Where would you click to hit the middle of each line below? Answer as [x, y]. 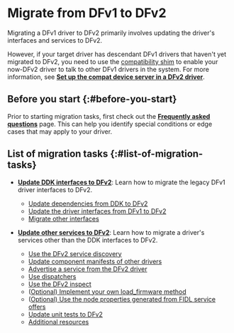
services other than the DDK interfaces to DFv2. [88, 240]
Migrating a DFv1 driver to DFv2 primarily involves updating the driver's [111, 33]
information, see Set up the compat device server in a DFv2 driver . [106, 77]
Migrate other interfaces [63, 218]
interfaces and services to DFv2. [55, 40]
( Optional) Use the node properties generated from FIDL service [122, 299]
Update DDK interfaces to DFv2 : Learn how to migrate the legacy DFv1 [121, 182]
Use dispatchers [52, 276]
